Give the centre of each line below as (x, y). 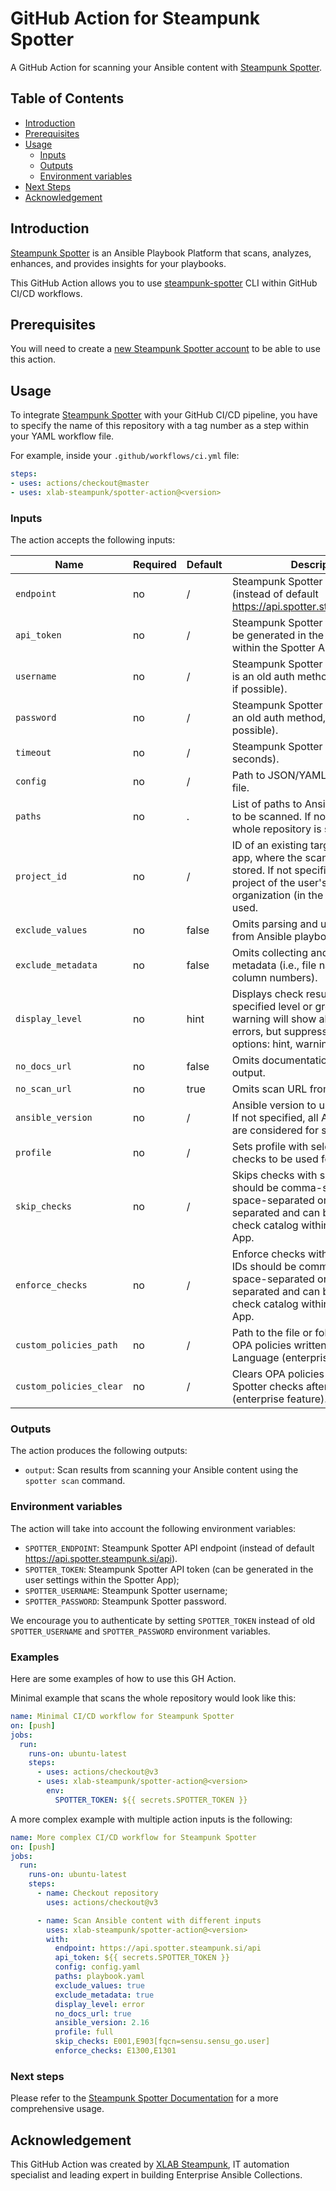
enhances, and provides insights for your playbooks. (118, 263)
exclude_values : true (99, 1985)
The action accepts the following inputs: (93, 540)
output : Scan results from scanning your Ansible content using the (161, 1470)
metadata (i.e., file (274, 965)
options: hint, (262, 1044)
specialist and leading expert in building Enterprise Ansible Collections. (156, 2174)
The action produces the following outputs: (99, 1451)
